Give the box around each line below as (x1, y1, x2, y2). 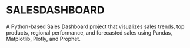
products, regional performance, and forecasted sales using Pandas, (6, 29, 172, 36)
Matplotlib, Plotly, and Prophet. (6, 35, 81, 42)
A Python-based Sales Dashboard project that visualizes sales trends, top (6, 23, 185, 30)
